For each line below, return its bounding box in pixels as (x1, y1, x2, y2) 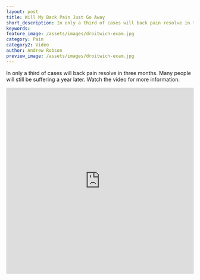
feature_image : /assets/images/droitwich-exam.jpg (6, 31, 135, 37)
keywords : (6, 25, 31, 32)
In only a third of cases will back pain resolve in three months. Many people (6, 69, 192, 76)
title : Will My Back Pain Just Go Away (6, 14, 105, 20)
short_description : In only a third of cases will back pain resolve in (6, 20, 190, 26)
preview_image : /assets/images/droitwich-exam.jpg (6, 53, 135, 59)
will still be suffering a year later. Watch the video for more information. (6, 76, 180, 83)
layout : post (6, 8, 39, 15)
